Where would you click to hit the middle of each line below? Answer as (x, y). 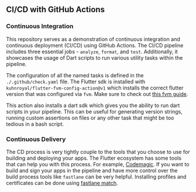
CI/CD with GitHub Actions (56, 10)
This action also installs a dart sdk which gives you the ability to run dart (93, 105)
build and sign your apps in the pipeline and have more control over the (92, 170)
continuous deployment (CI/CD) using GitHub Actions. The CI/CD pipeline (95, 45)
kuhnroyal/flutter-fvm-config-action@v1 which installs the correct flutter (95, 88)
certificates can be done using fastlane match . (62, 183)
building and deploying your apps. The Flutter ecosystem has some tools (94, 158)
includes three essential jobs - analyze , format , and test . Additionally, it (92, 52)
